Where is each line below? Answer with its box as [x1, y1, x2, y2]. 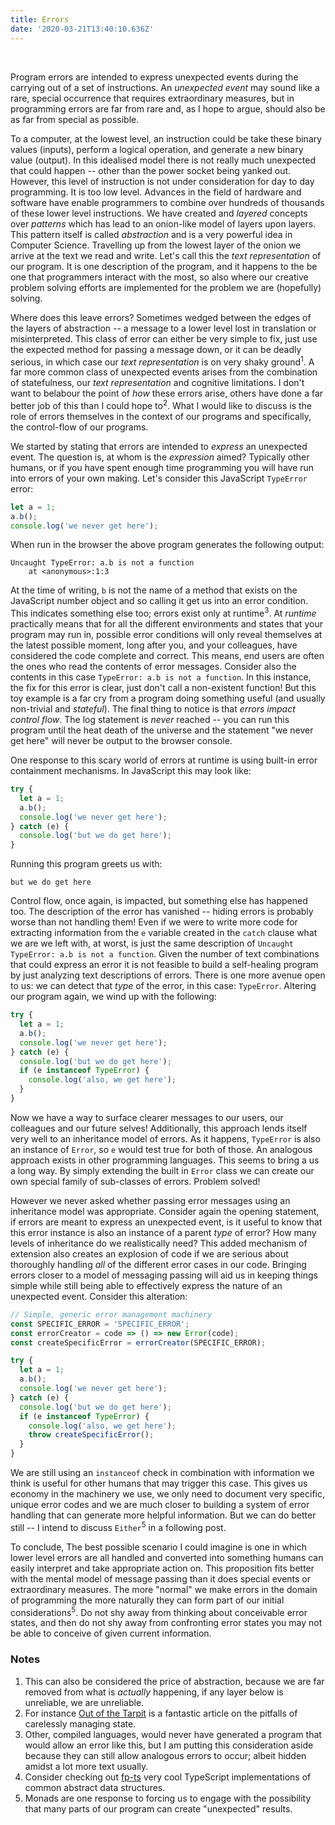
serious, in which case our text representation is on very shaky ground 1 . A [10, 354, 315, 368]
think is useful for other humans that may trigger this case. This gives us [10, 1477, 308, 1490]
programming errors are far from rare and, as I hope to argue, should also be [10, 102, 326, 115]
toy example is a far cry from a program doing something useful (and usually [10, 692, 326, 705]
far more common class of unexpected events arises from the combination [10, 366, 318, 378]
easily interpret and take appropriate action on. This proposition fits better [10, 1562, 315, 1574]
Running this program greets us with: [10, 858, 163, 870]
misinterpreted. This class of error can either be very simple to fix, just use [10, 332, 318, 345]
